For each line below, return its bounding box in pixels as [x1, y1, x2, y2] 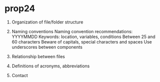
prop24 [4, 3, 35, 14]
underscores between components [11, 44, 83, 50]
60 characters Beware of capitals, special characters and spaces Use [11, 39, 152, 44]
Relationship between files [11, 53, 65, 59]
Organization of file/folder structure [11, 19, 84, 25]
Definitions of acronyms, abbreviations [11, 63, 90, 69]
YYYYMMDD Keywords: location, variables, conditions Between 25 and [11, 34, 156, 40]
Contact [11, 72, 28, 78]
